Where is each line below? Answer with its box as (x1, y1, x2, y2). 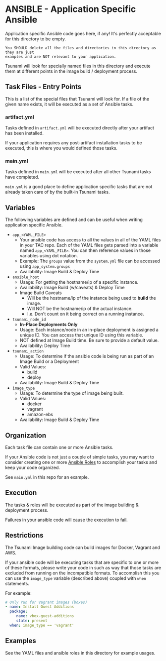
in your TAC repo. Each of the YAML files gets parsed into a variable (19, 242, 159, 248)
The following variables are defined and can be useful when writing (5, 217, 143, 222)
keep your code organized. (5, 464, 60, 470)
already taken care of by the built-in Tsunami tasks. (5, 189, 110, 195)
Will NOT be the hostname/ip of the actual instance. (27, 306, 133, 312)
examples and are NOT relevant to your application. (5, 54, 116, 59)
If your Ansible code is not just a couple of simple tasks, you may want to (5, 454, 155, 460)
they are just (5, 50, 35, 55)
